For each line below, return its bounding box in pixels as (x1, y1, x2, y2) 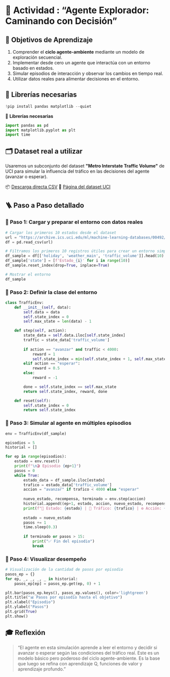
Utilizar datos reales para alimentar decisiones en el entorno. (12, 76, 140, 82)
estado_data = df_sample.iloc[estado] (23, 477, 105, 483)
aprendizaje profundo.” (17, 666, 66, 672)
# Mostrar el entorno (5, 272, 51, 277)
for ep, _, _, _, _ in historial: (5, 576, 78, 581)
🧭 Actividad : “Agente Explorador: (5, 5, 149, 16)
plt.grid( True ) (5, 609, 37, 614)
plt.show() (5, 614, 28, 619)
